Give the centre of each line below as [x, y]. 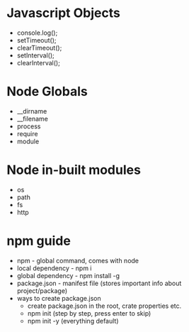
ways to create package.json [59, 298]
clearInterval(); [39, 62]
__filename [33, 118]
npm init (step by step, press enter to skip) [89, 313]
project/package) [42, 290]
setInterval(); [35, 55]
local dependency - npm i [54, 268]
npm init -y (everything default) [73, 321]
